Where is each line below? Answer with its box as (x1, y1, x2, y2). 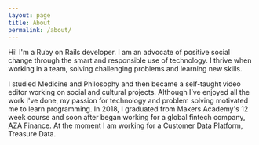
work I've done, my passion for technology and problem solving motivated (8, 96, 249, 106)
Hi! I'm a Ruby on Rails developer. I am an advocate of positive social (8, 48, 230, 57)
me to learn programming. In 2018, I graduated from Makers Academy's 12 (8, 104, 249, 114)
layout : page (8, 11, 51, 20)
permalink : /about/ (8, 26, 72, 34)
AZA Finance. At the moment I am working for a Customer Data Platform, (8, 121, 243, 130)
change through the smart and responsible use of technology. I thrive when (8, 56, 252, 65)
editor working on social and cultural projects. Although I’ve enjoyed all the (8, 88, 250, 97)
